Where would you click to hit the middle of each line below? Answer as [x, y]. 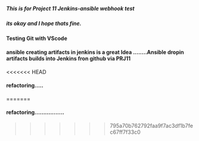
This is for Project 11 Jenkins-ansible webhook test [71, 8]
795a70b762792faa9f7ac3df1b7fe [152, 125]
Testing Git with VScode [37, 38]
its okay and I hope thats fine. [44, 23]
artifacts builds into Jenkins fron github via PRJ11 [69, 58]
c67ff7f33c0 [125, 132]
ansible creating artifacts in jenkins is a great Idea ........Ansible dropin [95, 52]
